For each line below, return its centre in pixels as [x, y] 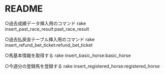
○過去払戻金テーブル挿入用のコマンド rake [50, 39]
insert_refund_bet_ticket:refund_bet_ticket [49, 45]
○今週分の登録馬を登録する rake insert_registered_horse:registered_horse [82, 66]
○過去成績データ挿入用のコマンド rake [45, 23]
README [24, 9]
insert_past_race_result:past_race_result [47, 29]
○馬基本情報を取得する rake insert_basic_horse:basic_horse [68, 55]
